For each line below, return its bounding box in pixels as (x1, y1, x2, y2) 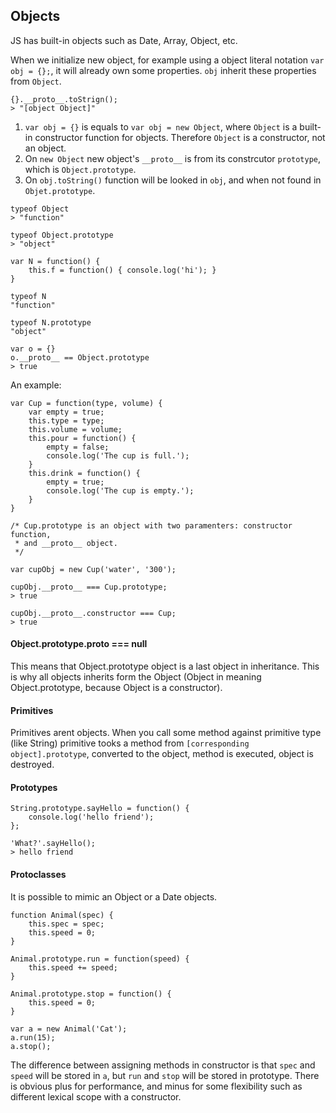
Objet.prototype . (24, 184, 96, 196)
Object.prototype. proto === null (10, 638, 148, 650)
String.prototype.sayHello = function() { (10, 804, 190, 814)
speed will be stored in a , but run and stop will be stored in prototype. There (10, 1069, 320, 1081)
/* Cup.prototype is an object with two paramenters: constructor (10, 520, 293, 531)
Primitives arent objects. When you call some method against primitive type (10, 727, 322, 739)
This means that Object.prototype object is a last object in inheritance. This (10, 660, 320, 673)
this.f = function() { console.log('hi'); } (28, 265, 217, 275)
